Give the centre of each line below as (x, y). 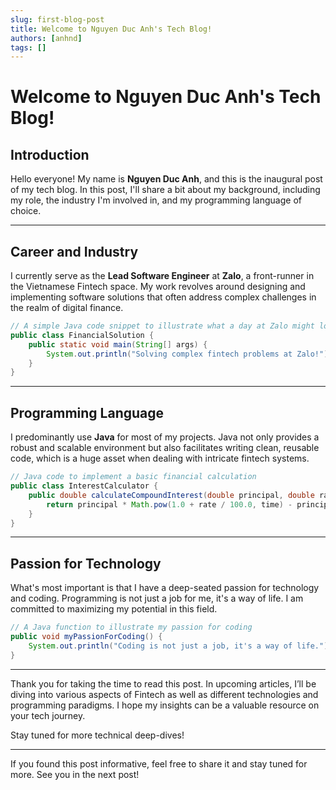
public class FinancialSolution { (82, 335)
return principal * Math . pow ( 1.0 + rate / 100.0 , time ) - (169, 504)
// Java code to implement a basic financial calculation (133, 477)
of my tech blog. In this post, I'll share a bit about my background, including (165, 190)
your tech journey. (48, 715)
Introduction (50, 154)
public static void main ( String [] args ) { (118, 344)
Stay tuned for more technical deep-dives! (97, 735)
